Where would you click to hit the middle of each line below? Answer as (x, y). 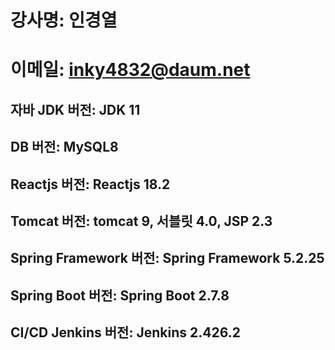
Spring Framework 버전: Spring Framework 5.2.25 (167, 258)
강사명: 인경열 (64, 20)
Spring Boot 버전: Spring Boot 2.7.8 (120, 295)
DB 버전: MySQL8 (64, 147)
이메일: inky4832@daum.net (130, 70)
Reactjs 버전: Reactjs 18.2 (90, 184)
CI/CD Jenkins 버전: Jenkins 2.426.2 (125, 332)
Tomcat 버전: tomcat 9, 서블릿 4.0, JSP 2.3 (141, 221)
